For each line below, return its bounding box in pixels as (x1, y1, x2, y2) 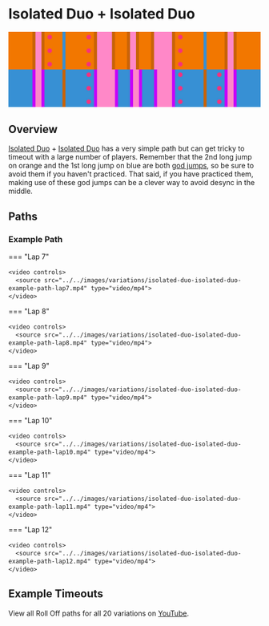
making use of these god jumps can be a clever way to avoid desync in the (8, 178, 255, 188)
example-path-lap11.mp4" (8, 503, 91, 511)
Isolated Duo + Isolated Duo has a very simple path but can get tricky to (8, 143, 245, 153)
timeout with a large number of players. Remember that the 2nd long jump (8, 152, 252, 162)
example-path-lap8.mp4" (8, 339, 88, 347)
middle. (8, 186, 34, 196)
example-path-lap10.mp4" (8, 448, 91, 457)
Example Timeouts (8, 587, 104, 601)
